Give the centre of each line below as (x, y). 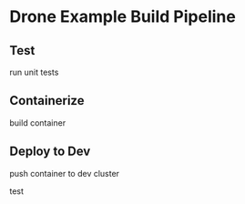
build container (38, 122)
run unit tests (34, 72)
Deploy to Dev (50, 152)
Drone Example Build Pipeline (123, 17)
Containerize (47, 101)
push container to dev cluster (65, 173)
